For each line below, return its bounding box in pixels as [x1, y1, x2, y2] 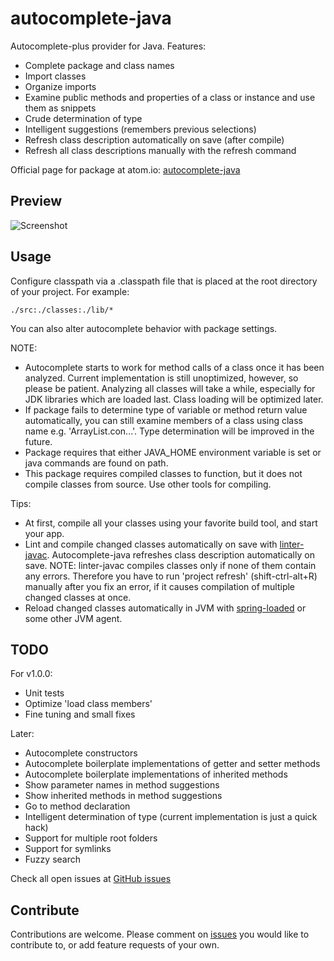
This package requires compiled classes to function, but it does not [24, 467, 303, 479]
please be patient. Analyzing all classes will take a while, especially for [24, 382, 316, 394]
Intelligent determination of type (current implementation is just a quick [24, 811, 318, 823]
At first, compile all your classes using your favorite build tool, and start [24, 517, 318, 529]
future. [24, 435, 53, 447]
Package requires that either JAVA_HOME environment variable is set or [24, 446, 322, 458]
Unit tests [24, 687, 65, 699]
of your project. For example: [10, 285, 130, 297]
